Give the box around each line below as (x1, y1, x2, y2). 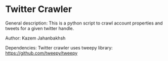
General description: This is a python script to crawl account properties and (5, 20, 163, 26)
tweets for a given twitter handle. (5, 25, 74, 31)
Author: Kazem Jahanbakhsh (5, 35, 66, 41)
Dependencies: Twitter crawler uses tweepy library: (5, 44, 113, 50)
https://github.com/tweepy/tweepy (5, 50, 78, 56)
